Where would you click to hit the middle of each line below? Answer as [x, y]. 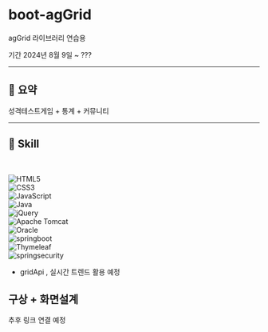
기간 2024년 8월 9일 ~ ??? [50, 54]
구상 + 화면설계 [43, 299]
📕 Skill [24, 144]
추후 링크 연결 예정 [37, 320]
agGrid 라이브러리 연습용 [47, 38]
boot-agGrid [50, 15]
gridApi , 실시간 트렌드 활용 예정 [70, 272]
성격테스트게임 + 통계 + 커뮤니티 [59, 110]
